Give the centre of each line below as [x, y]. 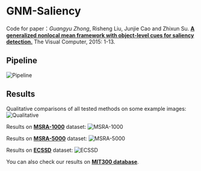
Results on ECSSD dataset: [40, 150]
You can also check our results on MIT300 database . [73, 161]
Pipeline [22, 61]
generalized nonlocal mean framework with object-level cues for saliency [100, 35]
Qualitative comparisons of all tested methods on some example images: [96, 108]
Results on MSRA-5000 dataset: [47, 138]
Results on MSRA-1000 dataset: [46, 126]
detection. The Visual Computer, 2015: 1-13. [61, 42]
